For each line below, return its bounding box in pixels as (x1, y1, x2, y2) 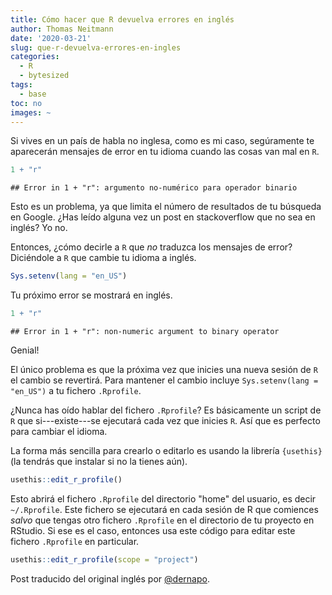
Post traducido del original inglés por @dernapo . (10, 572, 210, 585)
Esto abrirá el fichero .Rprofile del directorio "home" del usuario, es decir (10, 492, 317, 505)
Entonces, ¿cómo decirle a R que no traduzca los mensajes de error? (10, 241, 293, 253)
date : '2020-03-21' (10, 33, 92, 43)
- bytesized (19, 71, 70, 81)
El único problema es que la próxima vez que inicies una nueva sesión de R (10, 364, 318, 375)
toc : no (10, 98, 43, 108)
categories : (10, 52, 60, 62)
